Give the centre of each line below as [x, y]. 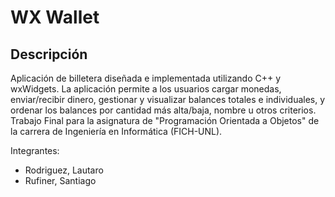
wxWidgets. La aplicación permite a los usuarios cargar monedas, [146, 89]
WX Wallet [55, 17]
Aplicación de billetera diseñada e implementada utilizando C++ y [146, 78]
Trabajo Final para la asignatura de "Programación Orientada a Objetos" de [165, 120]
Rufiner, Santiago [60, 180]
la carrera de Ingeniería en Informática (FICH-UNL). [116, 131]
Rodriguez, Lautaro [64, 170]
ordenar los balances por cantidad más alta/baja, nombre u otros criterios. [163, 110]
